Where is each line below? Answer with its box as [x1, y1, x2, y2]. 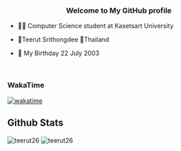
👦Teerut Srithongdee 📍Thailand [17, 35, 110, 44]
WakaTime [7, 80, 45, 90]
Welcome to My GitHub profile [66, 6, 172, 16]
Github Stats [7, 116, 64, 128]
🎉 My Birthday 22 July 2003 [17, 49, 100, 58]
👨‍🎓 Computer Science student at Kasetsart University [17, 22, 174, 30]
